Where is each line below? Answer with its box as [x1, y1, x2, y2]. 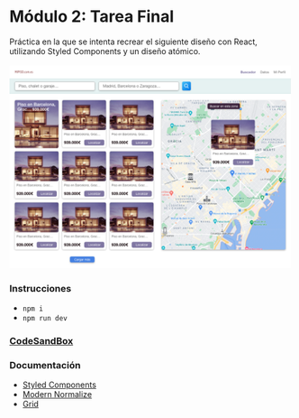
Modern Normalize [22, 389, 93, 400]
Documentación [9, 358, 81, 371]
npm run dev [22, 314, 68, 323]
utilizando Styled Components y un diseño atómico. [9, 45, 201, 56]
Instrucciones [9, 282, 72, 294]
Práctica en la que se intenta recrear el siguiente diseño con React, [9, 36, 258, 47]
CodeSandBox [9, 335, 74, 348]
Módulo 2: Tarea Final [9, 6, 175, 27]
